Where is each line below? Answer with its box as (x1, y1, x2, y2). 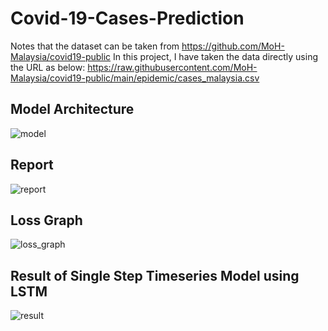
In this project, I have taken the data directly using (113, 50, 319, 62)
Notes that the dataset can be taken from (10, 40, 180, 52)
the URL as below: (10, 61, 86, 73)
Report (10, 157, 54, 174)
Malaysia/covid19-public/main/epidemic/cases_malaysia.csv (10, 72, 260, 84)
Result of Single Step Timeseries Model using (10, 267, 300, 284)
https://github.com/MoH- (181, 40, 285, 52)
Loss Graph (10, 212, 83, 229)
